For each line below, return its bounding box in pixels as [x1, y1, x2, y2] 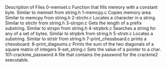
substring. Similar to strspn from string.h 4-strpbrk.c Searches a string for [5, 25, 156, 31]
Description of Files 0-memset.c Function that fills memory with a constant [5, 4, 158, 10]
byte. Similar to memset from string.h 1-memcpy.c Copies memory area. [5, 9, 152, 15]
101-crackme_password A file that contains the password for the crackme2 [5, 52, 158, 58]
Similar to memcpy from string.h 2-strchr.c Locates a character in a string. [5, 15, 157, 20]
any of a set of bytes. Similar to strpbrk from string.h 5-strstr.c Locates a [5, 31, 154, 36]
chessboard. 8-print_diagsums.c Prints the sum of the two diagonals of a [5, 41, 154, 47]
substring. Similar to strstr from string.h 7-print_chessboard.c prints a [5, 36, 147, 42]
